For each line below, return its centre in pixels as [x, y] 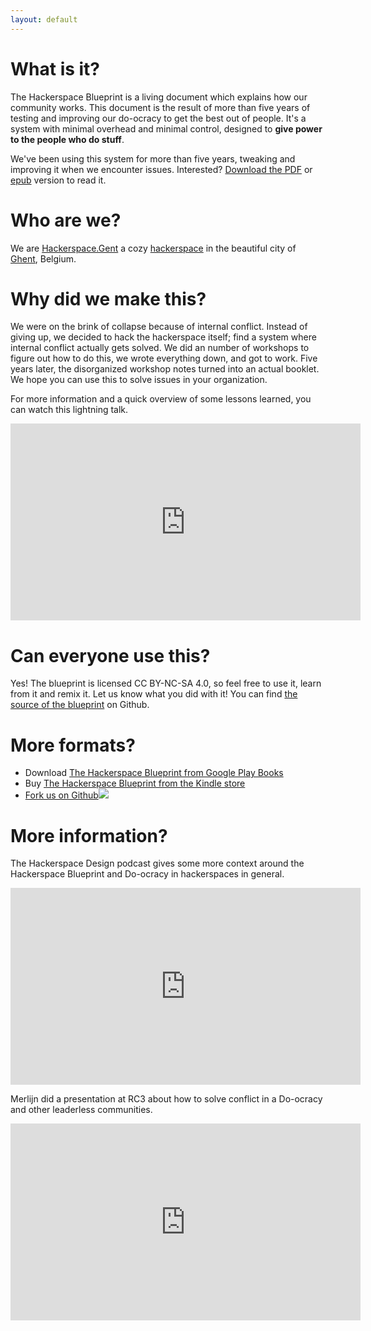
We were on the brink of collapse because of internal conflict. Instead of [159, 327]
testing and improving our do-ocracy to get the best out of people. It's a [158, 118]
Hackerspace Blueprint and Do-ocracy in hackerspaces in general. [147, 874]
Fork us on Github [61, 795]
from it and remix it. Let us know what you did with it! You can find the [154, 694]
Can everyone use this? [110, 655]
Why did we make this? [108, 298]
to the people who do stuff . [67, 139]
